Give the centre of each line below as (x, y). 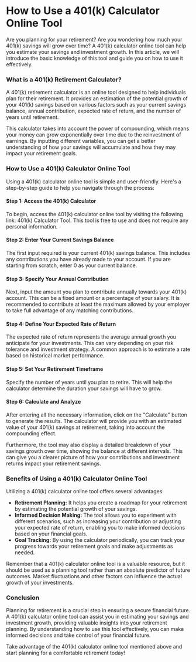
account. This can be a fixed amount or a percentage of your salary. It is (93, 298)
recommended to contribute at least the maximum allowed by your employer (98, 304)
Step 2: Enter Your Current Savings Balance (60, 240)
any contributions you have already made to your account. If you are (88, 259)
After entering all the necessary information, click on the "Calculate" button (97, 415)
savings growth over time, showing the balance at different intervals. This (94, 451)
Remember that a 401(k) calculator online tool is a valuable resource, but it (96, 564)
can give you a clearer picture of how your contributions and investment (93, 457)
